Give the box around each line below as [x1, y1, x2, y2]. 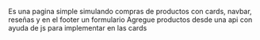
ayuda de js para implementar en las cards [8, 24, 147, 32]
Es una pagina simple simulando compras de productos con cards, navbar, [8, 7, 252, 16]
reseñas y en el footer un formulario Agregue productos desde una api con [8, 15, 253, 24]
